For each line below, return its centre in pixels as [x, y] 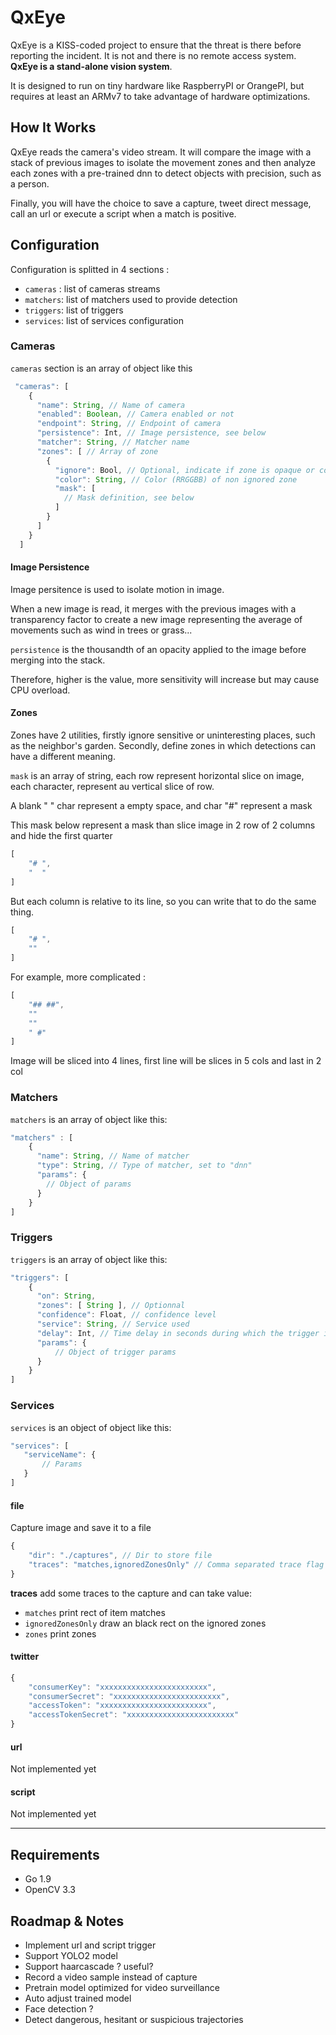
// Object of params [89, 1184]
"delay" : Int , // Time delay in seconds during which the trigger [178, 1333]
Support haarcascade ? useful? [89, 1967]
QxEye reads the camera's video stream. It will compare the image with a [161, 152]
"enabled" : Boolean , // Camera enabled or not [135, 414]
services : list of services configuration [104, 320]
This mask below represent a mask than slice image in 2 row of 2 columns [163, 825]
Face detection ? [59, 2009]
